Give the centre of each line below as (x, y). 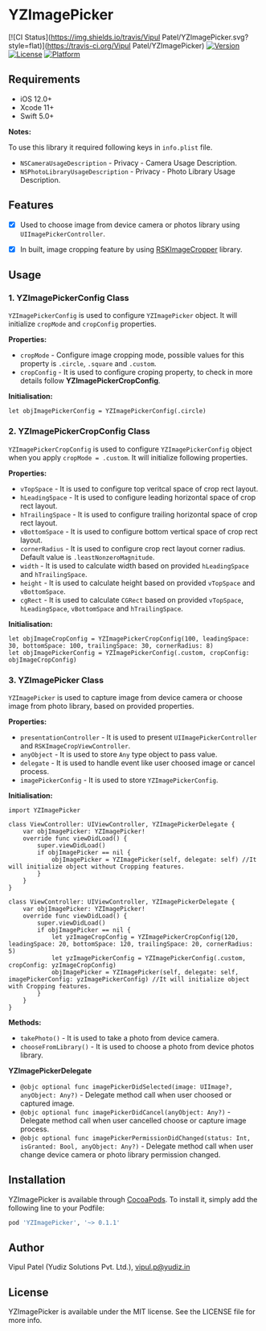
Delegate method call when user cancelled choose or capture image (133, 1120)
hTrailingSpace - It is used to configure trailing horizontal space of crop (139, 514)
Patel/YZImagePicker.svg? (205, 37)
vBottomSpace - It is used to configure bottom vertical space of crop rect (139, 531)
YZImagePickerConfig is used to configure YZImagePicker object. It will (123, 315)
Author (26, 1248)
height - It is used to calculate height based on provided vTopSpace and (137, 583)
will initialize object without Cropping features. (96, 867)
